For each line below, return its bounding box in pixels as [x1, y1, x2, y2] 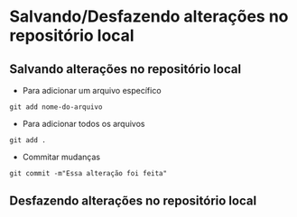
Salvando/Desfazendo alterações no [9, 6, 289, 27]
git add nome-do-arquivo [9, 103, 103, 112]
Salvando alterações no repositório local [9, 61, 242, 77]
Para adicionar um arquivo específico [22, 86, 162, 95]
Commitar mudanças [22, 151, 101, 162]
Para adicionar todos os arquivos [22, 119, 145, 129]
